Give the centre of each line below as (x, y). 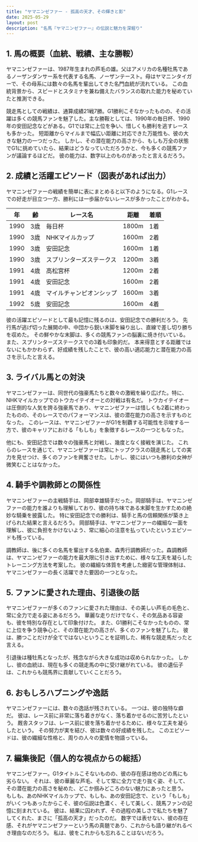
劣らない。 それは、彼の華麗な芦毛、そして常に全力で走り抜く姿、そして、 (97, 781)
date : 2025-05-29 (27, 17)
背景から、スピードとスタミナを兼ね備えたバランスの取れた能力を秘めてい (102, 91)
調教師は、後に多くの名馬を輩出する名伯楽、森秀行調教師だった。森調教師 (97, 550)
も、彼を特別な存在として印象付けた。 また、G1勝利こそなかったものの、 (95, 623)
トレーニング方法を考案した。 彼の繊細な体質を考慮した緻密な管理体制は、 (98, 565)
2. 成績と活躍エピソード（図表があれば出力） (88, 176)
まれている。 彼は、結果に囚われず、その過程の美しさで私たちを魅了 (105, 810)
